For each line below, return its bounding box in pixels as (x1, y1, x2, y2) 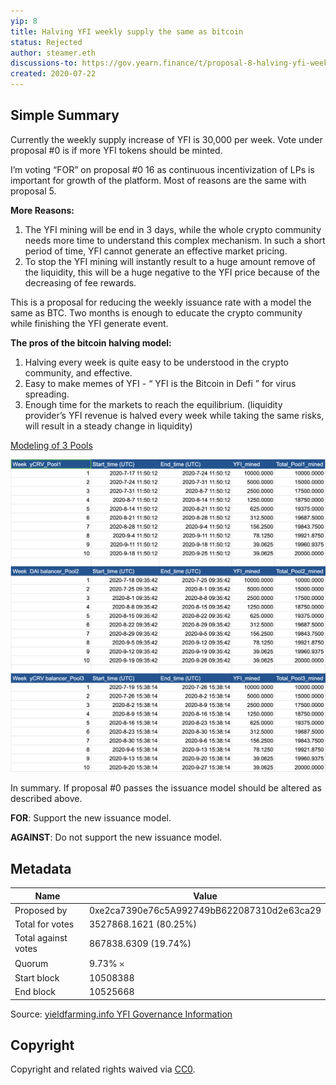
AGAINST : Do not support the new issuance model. (10, 831, 223, 844)
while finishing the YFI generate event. (10, 317, 169, 329)
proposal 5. (10, 185, 57, 197)
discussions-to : (10, 58, 78, 69)
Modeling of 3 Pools (10, 439, 93, 451)
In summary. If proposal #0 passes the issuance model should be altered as (10, 782, 322, 794)
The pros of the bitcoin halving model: (10, 336, 172, 349)
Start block (14, 971, 60, 984)
